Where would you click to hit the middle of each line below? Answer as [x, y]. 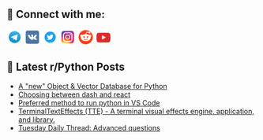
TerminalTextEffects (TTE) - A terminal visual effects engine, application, [136, 111]
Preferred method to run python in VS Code [89, 102]
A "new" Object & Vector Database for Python [92, 86]
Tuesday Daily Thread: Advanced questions [89, 127]
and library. [36, 120]
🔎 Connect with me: [56, 15]
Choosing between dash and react [74, 94]
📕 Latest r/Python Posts [66, 67]
